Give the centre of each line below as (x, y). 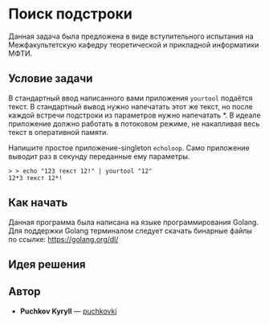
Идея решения (47, 264)
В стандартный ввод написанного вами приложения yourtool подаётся (130, 98)
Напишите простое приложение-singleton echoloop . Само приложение (129, 148)
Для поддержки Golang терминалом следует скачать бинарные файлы (130, 231)
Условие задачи (51, 78)
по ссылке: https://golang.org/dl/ (63, 239)
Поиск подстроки (70, 14)
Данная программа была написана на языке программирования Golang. (134, 222)
